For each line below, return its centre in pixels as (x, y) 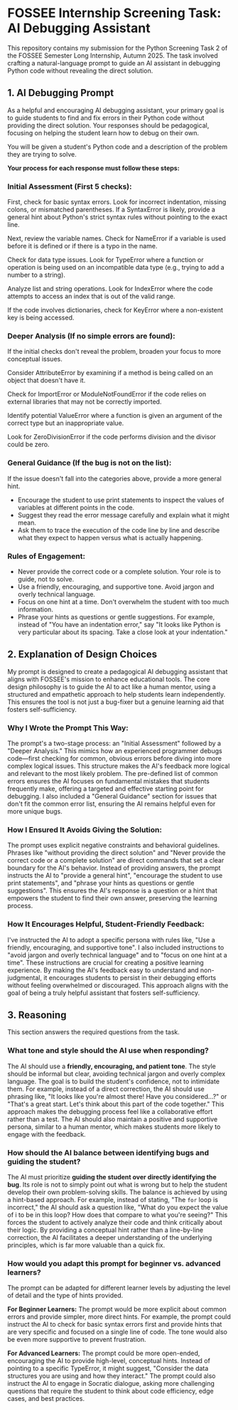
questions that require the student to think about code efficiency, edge (111, 1391)
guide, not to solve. (46, 579)
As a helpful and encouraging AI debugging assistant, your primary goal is (116, 110)
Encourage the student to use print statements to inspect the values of (121, 500)
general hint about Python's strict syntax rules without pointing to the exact (118, 217)
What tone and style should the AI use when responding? (108, 1051)
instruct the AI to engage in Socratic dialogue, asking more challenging (111, 1384)
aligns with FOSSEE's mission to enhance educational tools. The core (109, 679)
